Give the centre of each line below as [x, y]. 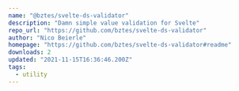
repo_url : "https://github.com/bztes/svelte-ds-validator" [108, 30]
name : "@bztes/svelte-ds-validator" [68, 15]
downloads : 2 [30, 52]
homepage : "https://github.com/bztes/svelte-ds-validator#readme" [120, 45]
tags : [17, 67]
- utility [31, 74]
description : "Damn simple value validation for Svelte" [104, 23]
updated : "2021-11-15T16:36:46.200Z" [70, 60]
